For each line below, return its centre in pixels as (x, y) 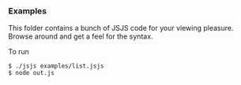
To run (19, 52)
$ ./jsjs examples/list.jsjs (56, 66)
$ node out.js (32, 73)
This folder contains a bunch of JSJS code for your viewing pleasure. (121, 28)
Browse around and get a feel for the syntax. (81, 36)
